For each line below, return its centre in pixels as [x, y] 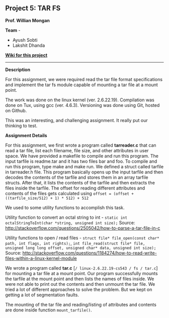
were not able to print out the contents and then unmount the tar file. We [80, 284]
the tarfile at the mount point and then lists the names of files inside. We [80, 279]
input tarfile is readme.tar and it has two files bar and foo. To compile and [81, 161]
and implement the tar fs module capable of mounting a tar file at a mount [82, 85]
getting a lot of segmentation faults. [42, 295]
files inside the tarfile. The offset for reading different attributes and [75, 188]
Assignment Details [26, 135]
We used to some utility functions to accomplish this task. [65, 207]
